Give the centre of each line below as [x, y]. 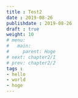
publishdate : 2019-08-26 [39, 23]
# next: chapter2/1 [31, 57]
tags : [15, 68]
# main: [19, 46]
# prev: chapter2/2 [31, 63]
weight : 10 [20, 35]
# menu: [16, 40]
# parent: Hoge [31, 52]
